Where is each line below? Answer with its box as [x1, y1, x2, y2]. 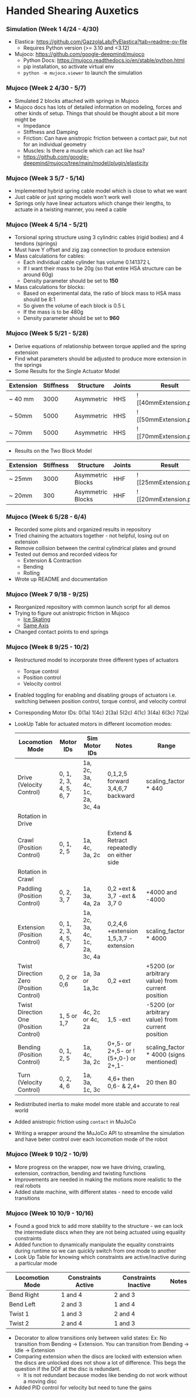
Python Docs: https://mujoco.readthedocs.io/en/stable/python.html [23, 57, 185, 64]
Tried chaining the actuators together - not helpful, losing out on [14, 532, 169, 539]
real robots [14, 1182, 41, 1189]
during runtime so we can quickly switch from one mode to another [14, 1247, 177, 1254]
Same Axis [23, 622, 49, 629]
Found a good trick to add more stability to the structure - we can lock [14, 1223, 184, 1230]
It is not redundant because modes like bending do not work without [23, 1372, 188, 1379]
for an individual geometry [23, 140, 87, 147]
